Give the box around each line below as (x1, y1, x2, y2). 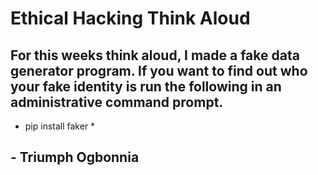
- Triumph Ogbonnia (10, 149, 140, 166)
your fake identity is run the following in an (10, 78, 282, 95)
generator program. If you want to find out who (10, 62, 308, 79)
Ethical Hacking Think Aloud (10, 7, 251, 30)
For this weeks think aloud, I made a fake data (10, 47, 300, 64)
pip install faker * (24, 120, 96, 132)
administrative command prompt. (10, 93, 224, 111)
